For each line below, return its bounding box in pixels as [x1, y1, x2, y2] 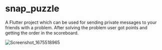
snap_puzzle [5, 3, 59, 14]
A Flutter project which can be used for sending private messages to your [5, 19, 157, 25]
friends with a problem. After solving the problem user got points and [5, 24, 147, 30]
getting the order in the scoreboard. [5, 30, 79, 36]
